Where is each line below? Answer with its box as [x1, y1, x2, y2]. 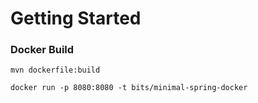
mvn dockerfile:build [10, 65, 101, 76]
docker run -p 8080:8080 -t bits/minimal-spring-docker [10, 83, 248, 93]
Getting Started [10, 7, 142, 30]
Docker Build [10, 43, 75, 57]
